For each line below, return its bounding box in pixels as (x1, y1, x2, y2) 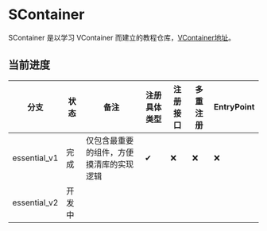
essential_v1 (12, 152, 59, 164)
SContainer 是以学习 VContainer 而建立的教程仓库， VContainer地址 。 (8, 33, 236, 42)
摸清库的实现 (86, 159, 134, 170)
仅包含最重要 (86, 135, 134, 146)
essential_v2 (12, 197, 59, 208)
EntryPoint (213, 101, 255, 112)
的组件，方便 (86, 147, 134, 158)
